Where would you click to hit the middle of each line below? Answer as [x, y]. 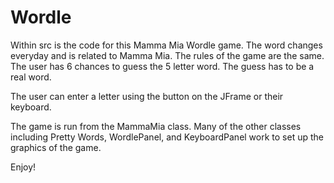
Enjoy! [23, 167]
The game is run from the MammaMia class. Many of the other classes [156, 126]
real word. [31, 77]
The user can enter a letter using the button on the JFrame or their [147, 96]
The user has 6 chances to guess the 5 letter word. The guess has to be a [162, 66]
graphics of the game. [56, 147]
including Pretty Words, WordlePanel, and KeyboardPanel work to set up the [167, 137]
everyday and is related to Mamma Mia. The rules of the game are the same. [167, 55]
